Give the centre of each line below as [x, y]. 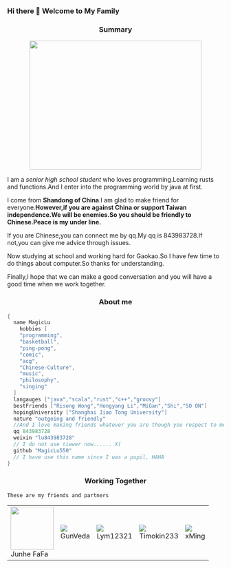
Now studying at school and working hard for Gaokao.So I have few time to [113, 256]
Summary [115, 29]
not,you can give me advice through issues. [69, 243]
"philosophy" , [40, 380]
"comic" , [32, 355]
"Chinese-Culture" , [47, 368]
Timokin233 [159, 536]
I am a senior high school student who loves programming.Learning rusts [111, 180]
